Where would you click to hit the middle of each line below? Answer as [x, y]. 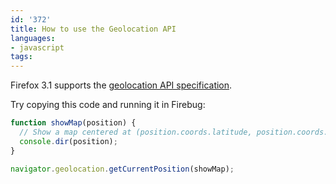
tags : [21, 57]
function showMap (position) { [73, 123]
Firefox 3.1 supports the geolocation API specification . [121, 85]
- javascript [37, 47]
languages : [33, 38]
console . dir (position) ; [68, 141]
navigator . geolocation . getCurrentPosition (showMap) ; [122, 169]
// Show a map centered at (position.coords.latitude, [136, 132]
